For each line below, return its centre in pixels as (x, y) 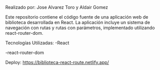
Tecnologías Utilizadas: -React (37, 43)
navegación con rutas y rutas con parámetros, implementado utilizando (80, 28)
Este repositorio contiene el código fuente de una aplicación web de (77, 17)
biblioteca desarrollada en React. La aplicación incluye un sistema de (78, 22)
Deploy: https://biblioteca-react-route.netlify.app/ (57, 62)
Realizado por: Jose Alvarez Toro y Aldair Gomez (57, 7)
